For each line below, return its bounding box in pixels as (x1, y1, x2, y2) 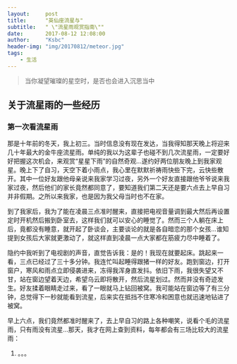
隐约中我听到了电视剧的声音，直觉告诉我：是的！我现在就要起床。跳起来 (7, 248, 217, 257)
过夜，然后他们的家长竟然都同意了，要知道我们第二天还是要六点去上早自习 (13, 183, 230, 192)
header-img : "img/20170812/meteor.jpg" (7, 43, 125, 50)
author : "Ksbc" (7, 37, 65, 44)
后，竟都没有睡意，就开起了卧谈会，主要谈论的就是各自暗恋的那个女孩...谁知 (7, 225, 229, 233)
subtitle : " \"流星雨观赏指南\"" (7, 23, 104, 30)
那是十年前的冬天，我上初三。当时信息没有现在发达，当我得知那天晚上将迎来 (7, 139, 230, 148)
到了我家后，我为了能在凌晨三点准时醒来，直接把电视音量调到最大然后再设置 (7, 207, 230, 216)
